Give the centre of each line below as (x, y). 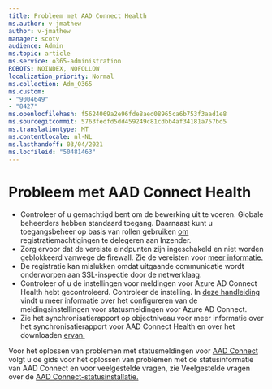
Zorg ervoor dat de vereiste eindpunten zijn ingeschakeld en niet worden (142, 249)
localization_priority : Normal (61, 76)
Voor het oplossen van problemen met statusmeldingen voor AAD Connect (133, 351)
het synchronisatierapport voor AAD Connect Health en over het (127, 326)
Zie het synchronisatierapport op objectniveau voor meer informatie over (142, 318)
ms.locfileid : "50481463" (52, 152)
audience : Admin (36, 46)
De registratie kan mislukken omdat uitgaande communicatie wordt (132, 266)
